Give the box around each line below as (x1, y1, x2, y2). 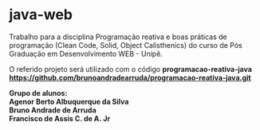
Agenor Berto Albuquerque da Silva (9, 97, 129, 106)
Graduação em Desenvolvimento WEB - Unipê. (9, 49, 163, 58)
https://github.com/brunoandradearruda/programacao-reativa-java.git (9, 73, 251, 82)
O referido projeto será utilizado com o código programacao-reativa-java (9, 64, 252, 73)
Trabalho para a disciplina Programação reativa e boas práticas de (9, 32, 227, 41)
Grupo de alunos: (9, 88, 68, 97)
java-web (9, 6, 73, 24)
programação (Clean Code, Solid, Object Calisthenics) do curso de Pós (9, 40, 242, 49)
